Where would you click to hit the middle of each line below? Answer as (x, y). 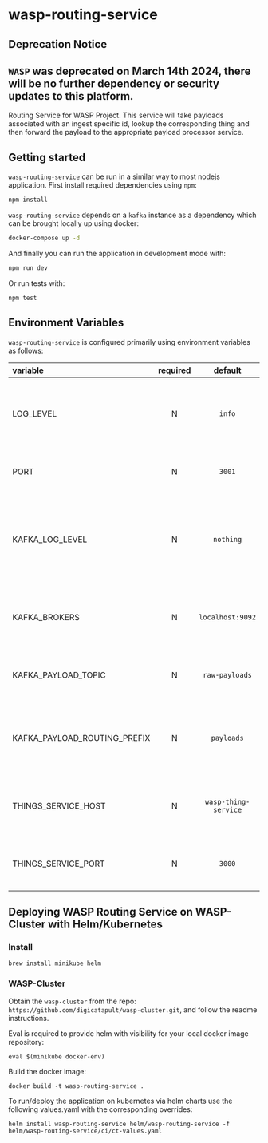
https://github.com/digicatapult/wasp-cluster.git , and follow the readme (133, 1009)
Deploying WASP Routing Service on (101, 912)
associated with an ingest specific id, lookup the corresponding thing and (129, 124)
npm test (23, 298)
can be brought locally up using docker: (74, 223)
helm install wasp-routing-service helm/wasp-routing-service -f (119, 1124)
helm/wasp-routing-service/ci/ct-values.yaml (85, 1131)
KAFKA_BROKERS (46, 617)
